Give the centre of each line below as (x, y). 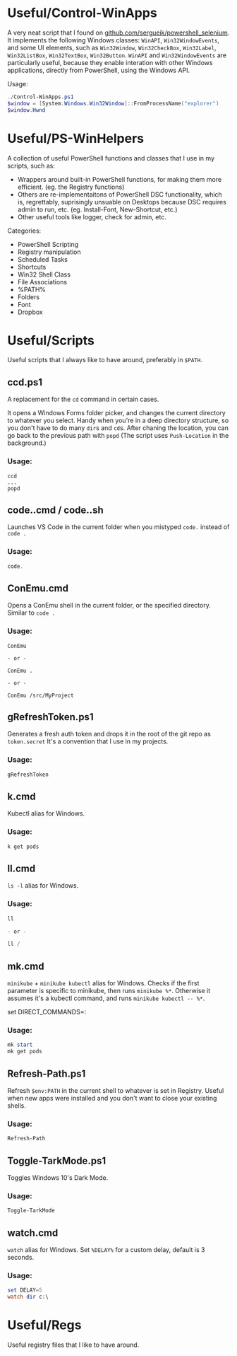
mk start (20, 1045)
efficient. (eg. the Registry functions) (71, 187)
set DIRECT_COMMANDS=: (47, 1012)
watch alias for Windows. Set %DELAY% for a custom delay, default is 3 (106, 1249)
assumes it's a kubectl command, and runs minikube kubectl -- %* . (106, 998)
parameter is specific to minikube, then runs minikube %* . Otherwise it (109, 991)
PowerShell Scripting (48, 244)
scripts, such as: (31, 166)
